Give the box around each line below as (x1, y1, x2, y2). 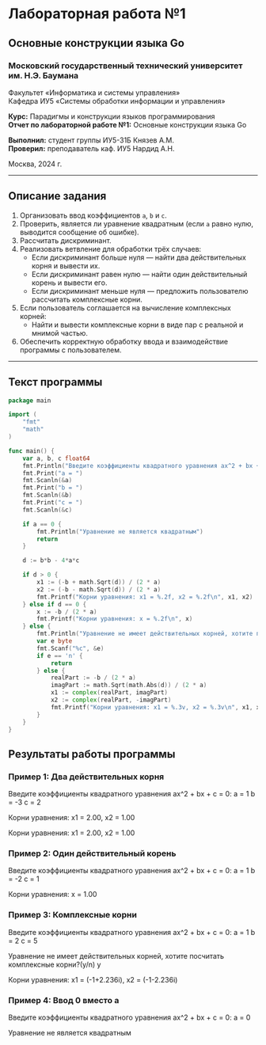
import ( (8, 411, 37, 419)
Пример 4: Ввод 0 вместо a (8, 994, 120, 1005)
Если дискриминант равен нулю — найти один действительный (31, 269, 248, 279)
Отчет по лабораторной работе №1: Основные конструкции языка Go (8, 120, 247, 129)
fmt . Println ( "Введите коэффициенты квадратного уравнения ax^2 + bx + (22, 462, 260, 469)
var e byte (36, 637, 73, 645)
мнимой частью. (31, 328, 89, 337)
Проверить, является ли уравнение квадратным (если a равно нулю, (19, 218, 254, 228)
